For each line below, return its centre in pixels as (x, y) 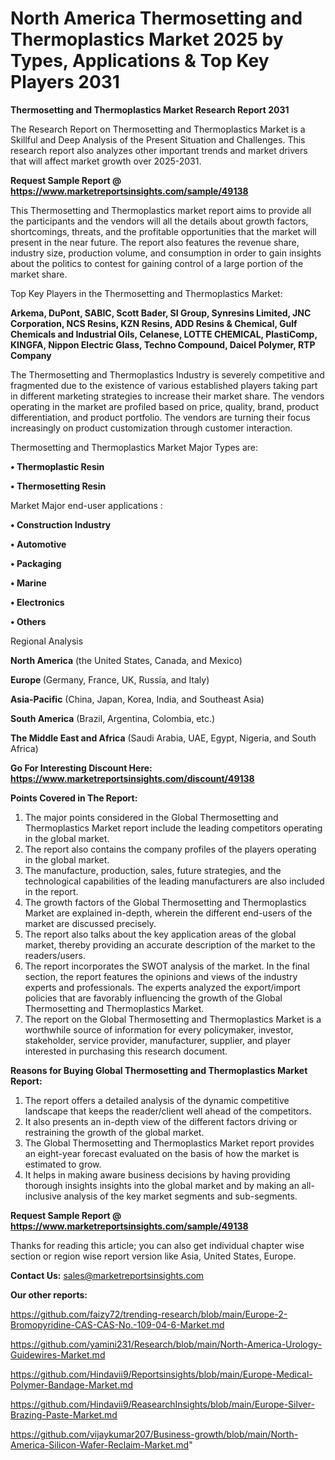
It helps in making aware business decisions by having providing (157, 1174)
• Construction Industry (61, 524)
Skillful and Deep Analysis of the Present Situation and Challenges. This (158, 139)
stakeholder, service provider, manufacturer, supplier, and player (158, 1040)
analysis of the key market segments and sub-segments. (180, 1196)
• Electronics (37, 602)
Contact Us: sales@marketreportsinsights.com (107, 1275)
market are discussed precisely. (90, 923)
